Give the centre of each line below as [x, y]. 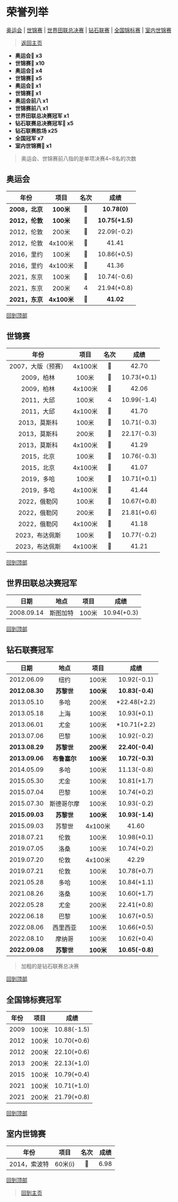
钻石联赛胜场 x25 [36, 130]
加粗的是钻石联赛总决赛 [50, 966]
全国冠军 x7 [29, 138]
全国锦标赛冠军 [34, 1000]
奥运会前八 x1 [31, 100]
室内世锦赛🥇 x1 [33, 145]
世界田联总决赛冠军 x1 [42, 115]
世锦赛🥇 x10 [30, 63]
